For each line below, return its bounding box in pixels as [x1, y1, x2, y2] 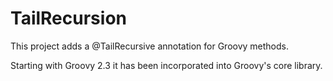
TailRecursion [10, 7, 127, 30]
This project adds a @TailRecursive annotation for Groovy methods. [10, 40, 290, 52]
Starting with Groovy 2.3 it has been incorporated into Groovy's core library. [10, 59, 323, 71]
